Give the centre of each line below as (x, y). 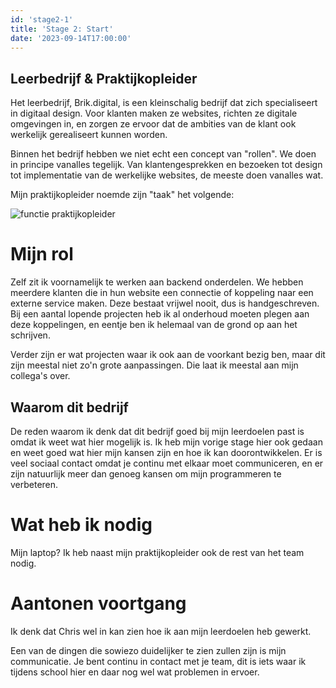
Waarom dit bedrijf (69, 407)
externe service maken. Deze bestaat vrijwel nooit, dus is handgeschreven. (165, 303)
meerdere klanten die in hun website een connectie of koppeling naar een (162, 293)
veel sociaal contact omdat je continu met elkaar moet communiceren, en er (167, 463)
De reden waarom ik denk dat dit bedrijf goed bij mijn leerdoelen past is (157, 431)
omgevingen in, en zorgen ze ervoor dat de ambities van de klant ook (153, 124)
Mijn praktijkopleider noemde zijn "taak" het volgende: (122, 195)
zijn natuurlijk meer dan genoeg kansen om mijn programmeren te (146, 473)
